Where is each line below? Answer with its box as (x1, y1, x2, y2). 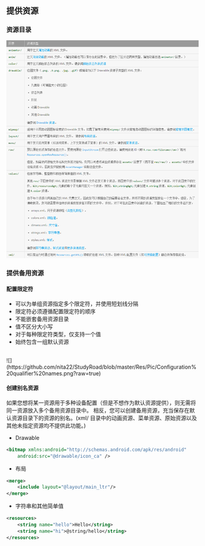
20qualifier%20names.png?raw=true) (6, 369, 101, 377)
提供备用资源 (6, 269, 45, 277)
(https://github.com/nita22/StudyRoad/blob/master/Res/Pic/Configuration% (6, 363, 197, 370)
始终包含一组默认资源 (15, 338, 69, 346)
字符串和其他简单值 (15, 502, 64, 510)
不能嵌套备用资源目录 (15, 315, 69, 322)
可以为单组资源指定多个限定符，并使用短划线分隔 (15, 300, 138, 307)
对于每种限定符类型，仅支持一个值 (15, 330, 101, 338)
